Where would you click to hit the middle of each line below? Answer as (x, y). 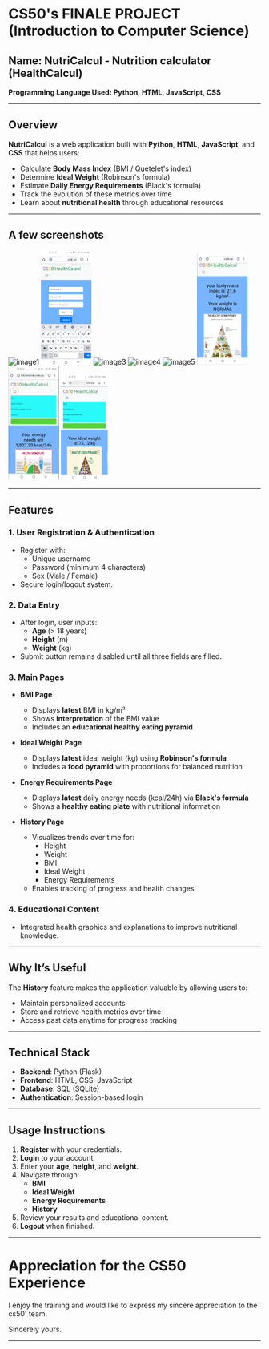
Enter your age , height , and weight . (79, 1166)
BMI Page (36, 695)
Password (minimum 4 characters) (89, 567)
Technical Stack (49, 1052)
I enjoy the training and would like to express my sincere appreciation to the (133, 1305)
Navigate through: (50, 1175)
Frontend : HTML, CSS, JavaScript (76, 1080)
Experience (47, 1283)
